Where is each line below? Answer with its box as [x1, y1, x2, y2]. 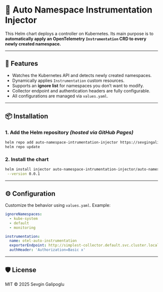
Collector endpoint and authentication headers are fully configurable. [12, 88, 150, 93]
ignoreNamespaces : [5, 212, 42, 217]
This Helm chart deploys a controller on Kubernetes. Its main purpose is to [5, 31, 154, 36]
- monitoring [9, 225, 36, 230]
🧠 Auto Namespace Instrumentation [5, 4, 153, 15]
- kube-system [9, 216, 38, 221]
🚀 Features [5, 60, 38, 68]
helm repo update [5, 145, 40, 150]
